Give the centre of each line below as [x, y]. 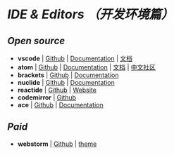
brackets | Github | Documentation [68, 75]
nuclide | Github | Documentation [66, 82]
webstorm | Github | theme [57, 144]
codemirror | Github [46, 97]
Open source [36, 40]
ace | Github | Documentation [60, 105]
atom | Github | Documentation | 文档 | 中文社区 [87, 67]
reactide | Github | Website [57, 90]
